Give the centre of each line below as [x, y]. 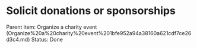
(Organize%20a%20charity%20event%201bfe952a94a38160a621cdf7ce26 [99, 33]
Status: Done [47, 39]
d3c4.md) [18, 39]
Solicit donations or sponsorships [91, 11]
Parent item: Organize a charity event [52, 27]
